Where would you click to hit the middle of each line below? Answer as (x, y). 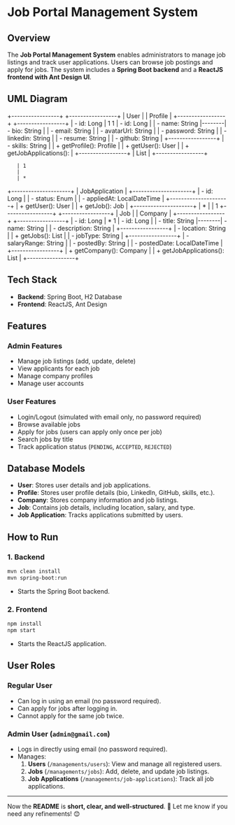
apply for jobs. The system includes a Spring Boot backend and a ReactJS (115, 70)
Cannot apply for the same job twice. (71, 716)
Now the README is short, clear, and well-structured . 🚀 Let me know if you (117, 806)
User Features (32, 401)
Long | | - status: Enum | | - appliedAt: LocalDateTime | (86, 198)
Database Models (46, 468)
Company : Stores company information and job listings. (98, 500)
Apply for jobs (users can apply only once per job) (90, 431)
